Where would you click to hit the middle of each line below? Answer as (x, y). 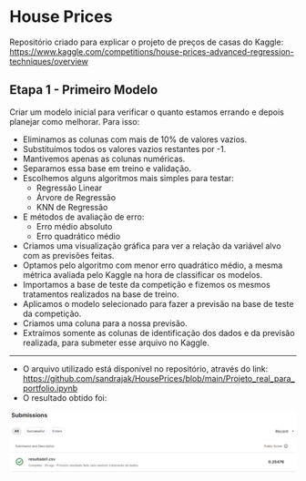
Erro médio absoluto (74, 226)
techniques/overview (49, 61)
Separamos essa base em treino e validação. (107, 168)
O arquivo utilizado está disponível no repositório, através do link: (145, 368)
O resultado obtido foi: (65, 397)
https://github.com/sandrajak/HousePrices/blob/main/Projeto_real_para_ (158, 378)
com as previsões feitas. (68, 255)
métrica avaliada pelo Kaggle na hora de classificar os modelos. (143, 274)
